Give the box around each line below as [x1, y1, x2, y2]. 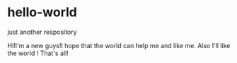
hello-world [7, 4, 78, 21]
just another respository [7, 28, 77, 36]
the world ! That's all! [7, 49, 69, 57]
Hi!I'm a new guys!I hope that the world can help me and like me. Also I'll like [7, 41, 231, 50]
